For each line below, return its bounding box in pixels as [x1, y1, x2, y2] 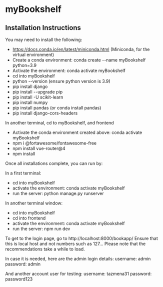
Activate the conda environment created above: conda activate [12, 129, 142, 135]
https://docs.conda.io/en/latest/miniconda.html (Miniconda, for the [12, 46, 150, 52]
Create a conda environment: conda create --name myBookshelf [12, 57, 146, 63]
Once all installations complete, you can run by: [5, 160, 103, 166]
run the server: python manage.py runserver [12, 190, 104, 196]
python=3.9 [12, 62, 36, 68]
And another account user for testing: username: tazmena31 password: [5, 271, 152, 276]
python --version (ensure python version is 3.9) [12, 78, 111, 84]
